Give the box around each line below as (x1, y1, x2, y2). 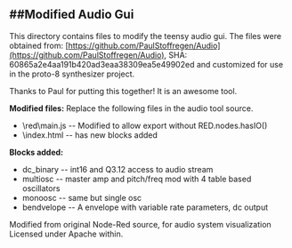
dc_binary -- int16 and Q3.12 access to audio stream (21, 164, 214, 174)
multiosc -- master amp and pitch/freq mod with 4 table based (21, 173, 252, 184)
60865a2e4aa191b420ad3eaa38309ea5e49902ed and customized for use (9, 59, 283, 69)
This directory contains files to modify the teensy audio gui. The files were (9, 30, 282, 41)
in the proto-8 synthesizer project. (9, 68, 135, 79)
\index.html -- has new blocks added (21, 129, 158, 140)
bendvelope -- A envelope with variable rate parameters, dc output (21, 202, 269, 212)
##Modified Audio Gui (9, 7, 134, 22)
